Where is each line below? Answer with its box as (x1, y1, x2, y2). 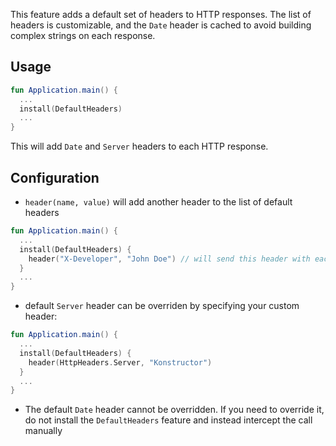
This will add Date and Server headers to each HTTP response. (10, 140, 269, 153)
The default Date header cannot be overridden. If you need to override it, (24, 404, 325, 416)
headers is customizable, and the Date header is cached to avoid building (10, 19, 312, 31)
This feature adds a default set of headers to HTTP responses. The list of (10, 9, 312, 20)
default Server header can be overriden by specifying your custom (24, 300, 300, 312)
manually (24, 425, 63, 437)
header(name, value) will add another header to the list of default (24, 196, 293, 208)
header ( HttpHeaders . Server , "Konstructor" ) (28, 357, 213, 368)
